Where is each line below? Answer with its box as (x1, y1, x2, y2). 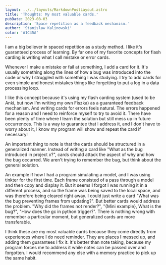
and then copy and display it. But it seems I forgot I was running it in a (5, 182, 148, 188)
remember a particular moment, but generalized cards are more (5, 214, 135, 219)
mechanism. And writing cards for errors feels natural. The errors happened (5, 105, 160, 111)
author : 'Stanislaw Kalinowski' (5, 26, 72, 31)
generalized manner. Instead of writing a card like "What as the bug (5, 147, 143, 152)
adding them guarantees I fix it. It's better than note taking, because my (5, 239, 151, 245)
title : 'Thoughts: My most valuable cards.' (5, 12, 99, 17)
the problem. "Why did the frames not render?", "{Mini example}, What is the (5, 204, 162, 209)
